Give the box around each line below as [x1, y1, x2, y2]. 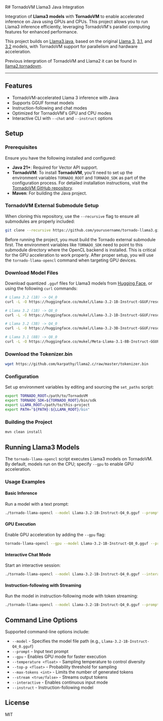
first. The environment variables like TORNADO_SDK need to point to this [5, 242, 143, 247]
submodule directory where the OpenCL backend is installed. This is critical [5, 247, 156, 253]
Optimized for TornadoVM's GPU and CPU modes [12, 110, 112, 116]
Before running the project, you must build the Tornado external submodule [5, 236, 156, 242]
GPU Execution [5, 521, 36, 527]
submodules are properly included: [5, 218, 75, 224]
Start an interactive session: [5, 562, 61, 568]
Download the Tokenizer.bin [5, 350, 73, 357]
